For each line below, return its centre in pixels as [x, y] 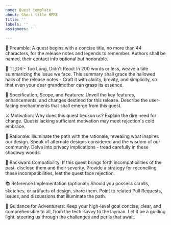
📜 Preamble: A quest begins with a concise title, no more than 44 [74, 48]
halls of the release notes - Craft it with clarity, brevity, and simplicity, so [81, 80]
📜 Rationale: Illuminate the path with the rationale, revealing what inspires [82, 136]
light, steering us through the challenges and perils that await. [70, 217]
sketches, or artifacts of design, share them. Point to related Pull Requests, [84, 191]
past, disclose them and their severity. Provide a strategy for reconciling [81, 168]
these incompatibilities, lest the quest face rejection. [60, 173]
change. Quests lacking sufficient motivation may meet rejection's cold [80, 121]
